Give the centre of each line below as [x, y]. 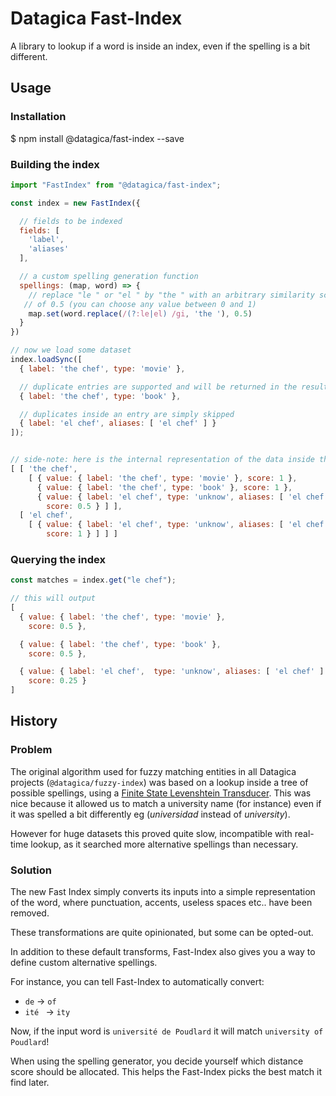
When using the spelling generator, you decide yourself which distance [157, 1061]
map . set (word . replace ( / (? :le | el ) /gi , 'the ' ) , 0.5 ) [140, 313]
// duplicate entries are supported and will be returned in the [158, 387]
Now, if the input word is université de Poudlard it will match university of [167, 1031]
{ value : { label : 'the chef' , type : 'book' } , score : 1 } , [164, 487]
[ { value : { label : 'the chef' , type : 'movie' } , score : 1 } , [163, 478]
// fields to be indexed [71, 221]
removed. [30, 913]
